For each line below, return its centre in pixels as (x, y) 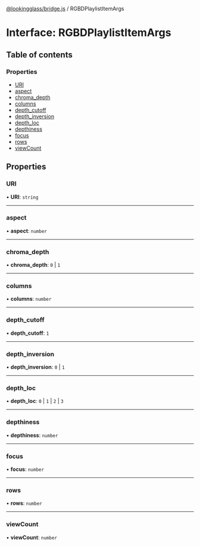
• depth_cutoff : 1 (28, 333)
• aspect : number (27, 231)
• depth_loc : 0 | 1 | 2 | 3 (35, 401)
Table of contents (39, 55)
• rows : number (24, 503)
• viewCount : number (32, 537)
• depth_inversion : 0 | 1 (35, 367)
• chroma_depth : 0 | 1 (33, 265)
